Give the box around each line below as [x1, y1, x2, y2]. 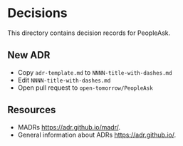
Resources [7, 104, 56, 116]
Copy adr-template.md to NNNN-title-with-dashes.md [17, 68, 172, 76]
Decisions [7, 5, 68, 21]
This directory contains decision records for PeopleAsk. [7, 28, 171, 37]
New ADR [7, 49, 51, 61]
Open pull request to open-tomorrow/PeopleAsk [17, 83, 153, 92]
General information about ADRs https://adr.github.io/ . [17, 130, 177, 139]
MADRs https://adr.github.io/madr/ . [17, 122, 121, 131]
